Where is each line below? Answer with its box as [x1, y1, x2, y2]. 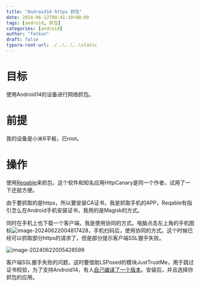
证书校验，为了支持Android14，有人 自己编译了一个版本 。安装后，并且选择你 [6, 266, 193, 273]
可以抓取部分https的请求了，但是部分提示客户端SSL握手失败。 [11, 234, 165, 241]
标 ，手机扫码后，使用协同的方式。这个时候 [6, 227, 188, 234]
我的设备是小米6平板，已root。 [6, 135, 82, 142]
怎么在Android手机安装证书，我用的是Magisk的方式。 [11, 206, 143, 214]
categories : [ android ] [6, 25, 63, 32]
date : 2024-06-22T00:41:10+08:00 [6, 14, 90, 20]
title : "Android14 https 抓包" [6, 8, 82, 15]
